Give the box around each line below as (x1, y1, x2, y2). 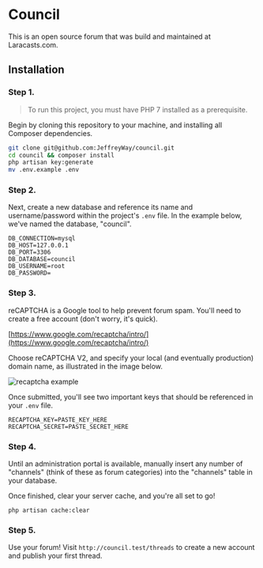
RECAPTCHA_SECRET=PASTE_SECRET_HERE (8, 422, 129, 430)
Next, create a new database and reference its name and (8, 203, 193, 212)
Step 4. (8, 441, 37, 452)
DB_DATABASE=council (8, 256, 77, 263)
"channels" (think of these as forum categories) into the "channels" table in (8, 468, 253, 477)
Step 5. (8, 524, 36, 536)
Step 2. (8, 184, 37, 195)
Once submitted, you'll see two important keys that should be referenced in (8, 392, 254, 401)
